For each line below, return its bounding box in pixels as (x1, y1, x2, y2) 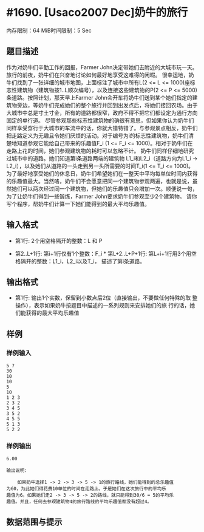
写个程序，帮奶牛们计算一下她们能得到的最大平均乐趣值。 (6, 200, 150, 207)
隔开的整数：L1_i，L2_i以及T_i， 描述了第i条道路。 (20, 257, 146, 265)
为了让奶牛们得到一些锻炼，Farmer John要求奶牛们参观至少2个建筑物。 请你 (6, 193, 197, 200)
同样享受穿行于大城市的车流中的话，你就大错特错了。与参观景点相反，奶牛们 (6, 124, 198, 131)
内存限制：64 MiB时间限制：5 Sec (6, 27, 92, 34)
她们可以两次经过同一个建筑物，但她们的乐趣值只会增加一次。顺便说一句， (11, 185, 198, 192)
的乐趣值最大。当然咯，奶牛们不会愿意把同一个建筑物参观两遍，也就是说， (6, 177, 192, 185)
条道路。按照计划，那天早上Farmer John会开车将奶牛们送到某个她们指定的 (6, 94, 192, 101)
